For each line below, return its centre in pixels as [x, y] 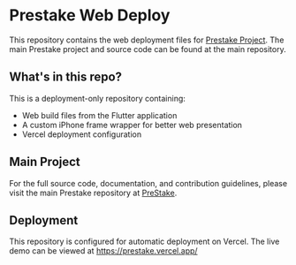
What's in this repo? [65, 77]
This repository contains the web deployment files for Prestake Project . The [147, 40]
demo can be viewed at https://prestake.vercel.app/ [103, 251]
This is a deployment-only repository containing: [97, 98]
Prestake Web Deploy [90, 15]
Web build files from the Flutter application [99, 115]
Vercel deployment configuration [82, 134]
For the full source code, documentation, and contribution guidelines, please [148, 183]
